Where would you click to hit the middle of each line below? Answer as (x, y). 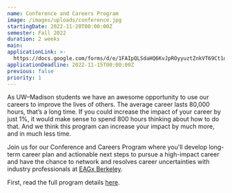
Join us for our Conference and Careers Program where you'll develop (107, 147)
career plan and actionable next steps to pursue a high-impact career (120, 154)
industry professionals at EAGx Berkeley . (65, 169)
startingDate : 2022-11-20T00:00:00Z (60, 26)
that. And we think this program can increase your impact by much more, (111, 126)
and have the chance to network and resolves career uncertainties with (108, 162)
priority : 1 (24, 78)
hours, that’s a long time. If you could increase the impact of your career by (114, 112)
